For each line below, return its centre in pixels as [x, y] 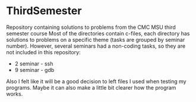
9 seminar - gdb [34, 70]
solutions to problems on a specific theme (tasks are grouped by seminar [96, 40]
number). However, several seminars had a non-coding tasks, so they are [96, 46]
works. [15, 94]
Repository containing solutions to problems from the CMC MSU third [91, 27]
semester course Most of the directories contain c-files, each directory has [98, 33]
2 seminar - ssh [34, 64]
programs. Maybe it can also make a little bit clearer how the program [91, 87]
